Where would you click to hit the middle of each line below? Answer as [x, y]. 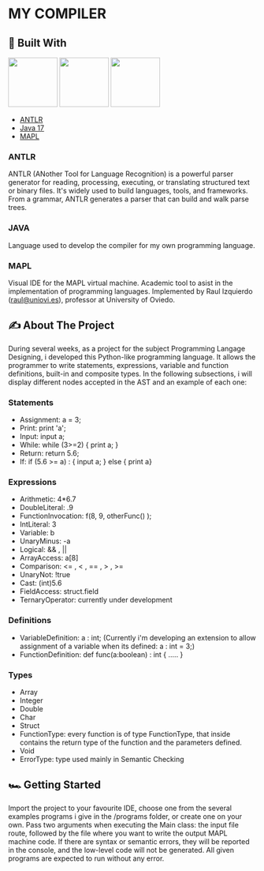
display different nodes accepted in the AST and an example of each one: [127, 382]
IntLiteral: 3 [38, 524]
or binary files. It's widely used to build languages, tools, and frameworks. [128, 191]
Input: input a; [42, 436]
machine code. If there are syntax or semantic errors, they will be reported [129, 841]
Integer [31, 700]
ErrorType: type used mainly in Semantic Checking [102, 759]
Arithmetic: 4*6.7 [48, 499]
